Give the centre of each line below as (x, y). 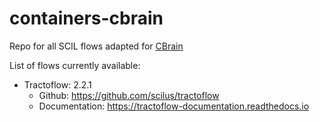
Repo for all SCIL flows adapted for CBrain (96, 46)
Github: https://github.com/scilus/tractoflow (129, 95)
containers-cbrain (86, 18)
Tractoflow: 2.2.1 (57, 84)
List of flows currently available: (75, 65)
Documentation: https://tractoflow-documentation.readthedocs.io (174, 106)
